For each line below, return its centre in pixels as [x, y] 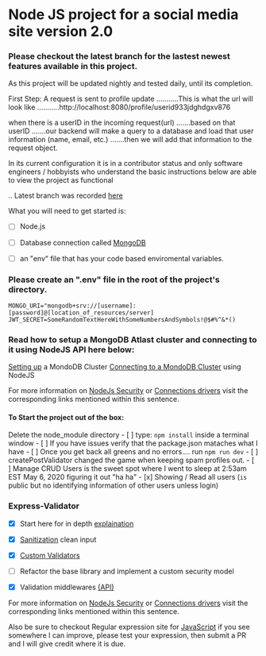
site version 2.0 [61, 31]
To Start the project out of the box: [66, 417]
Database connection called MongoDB [83, 242]
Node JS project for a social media [123, 15]
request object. [33, 148]
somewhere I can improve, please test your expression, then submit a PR [127, 635]
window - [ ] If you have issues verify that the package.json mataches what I [133, 443]
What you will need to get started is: [67, 211]
